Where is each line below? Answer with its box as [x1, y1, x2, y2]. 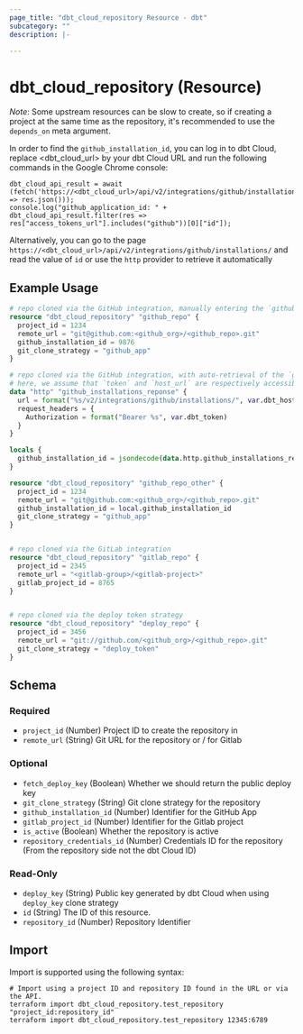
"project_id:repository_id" [9, 1007, 115, 1017]
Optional [9, 757, 48, 770]
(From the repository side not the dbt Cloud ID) [22, 845, 197, 856]
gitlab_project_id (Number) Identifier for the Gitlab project [22, 816, 244, 827]
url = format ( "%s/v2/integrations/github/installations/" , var [17, 396, 260, 405]
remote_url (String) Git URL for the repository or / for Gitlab [22, 735, 242, 746]
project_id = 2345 [17, 561, 87, 571]
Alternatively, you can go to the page [9, 235, 147, 246]
